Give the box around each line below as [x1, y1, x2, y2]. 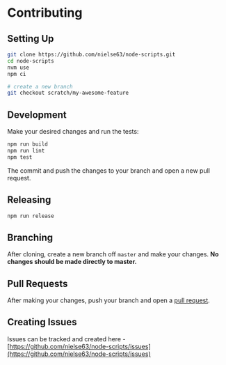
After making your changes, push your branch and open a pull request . [7, 296, 210, 304]
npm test [7, 153, 33, 161]
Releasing [7, 194, 51, 206]
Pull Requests [7, 277, 68, 290]
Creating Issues [7, 316, 77, 328]
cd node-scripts [7, 57, 54, 64]
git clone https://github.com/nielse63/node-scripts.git [7, 51, 176, 58]
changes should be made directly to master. [7, 258, 137, 266]
